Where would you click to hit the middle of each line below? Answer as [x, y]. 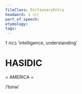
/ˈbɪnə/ [12, 87]
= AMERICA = [19, 77]
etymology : [17, 24]
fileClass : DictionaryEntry [35, 10]
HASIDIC [24, 63]
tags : [11, 29]
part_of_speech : [22, 19]
